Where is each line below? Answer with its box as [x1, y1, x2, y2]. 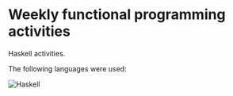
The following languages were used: [8, 63, 127, 73]
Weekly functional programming [8, 6, 226, 24]
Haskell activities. [8, 48, 66, 58]
